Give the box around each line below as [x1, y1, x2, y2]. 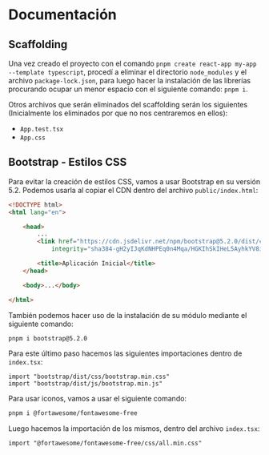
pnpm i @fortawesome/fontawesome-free [8, 409, 138, 417]
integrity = [50, 245, 88, 253]
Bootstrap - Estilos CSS [8, 155, 127, 169]
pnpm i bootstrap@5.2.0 [8, 334, 88, 342]
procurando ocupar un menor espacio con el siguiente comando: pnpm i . [8, 84, 248, 94]
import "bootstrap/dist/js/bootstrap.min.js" [8, 380, 163, 388]
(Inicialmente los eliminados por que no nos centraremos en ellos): [8, 108, 228, 118]
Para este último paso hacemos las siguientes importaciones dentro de [8, 348, 243, 358]
